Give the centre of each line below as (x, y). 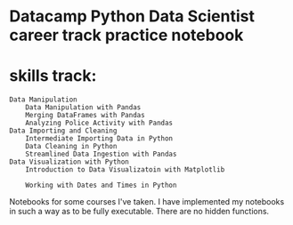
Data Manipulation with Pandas (83, 108)
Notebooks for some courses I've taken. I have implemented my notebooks (147, 202)
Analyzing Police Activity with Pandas (99, 123)
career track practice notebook (126, 35)
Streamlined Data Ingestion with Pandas (101, 154)
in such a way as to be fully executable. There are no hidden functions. (139, 212)
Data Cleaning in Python (71, 147)
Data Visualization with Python (69, 162)
